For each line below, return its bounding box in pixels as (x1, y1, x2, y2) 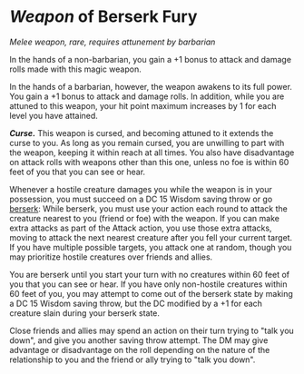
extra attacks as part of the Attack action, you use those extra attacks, (9, 222, 272, 233)
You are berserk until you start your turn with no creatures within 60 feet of (9, 269, 290, 280)
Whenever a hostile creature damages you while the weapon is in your (9, 183, 272, 194)
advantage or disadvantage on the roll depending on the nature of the (9, 344, 270, 355)
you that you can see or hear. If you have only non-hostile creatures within (9, 279, 288, 290)
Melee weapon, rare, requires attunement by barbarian (9, 36, 216, 47)
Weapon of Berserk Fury (9, 6, 198, 27)
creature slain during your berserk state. (9, 307, 161, 319)
